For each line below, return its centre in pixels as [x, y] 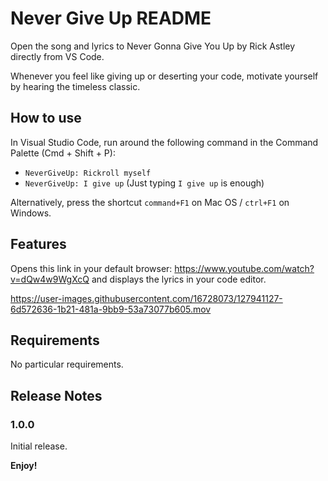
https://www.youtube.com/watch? [244, 268]
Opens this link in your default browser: [91, 268]
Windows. [31, 213]
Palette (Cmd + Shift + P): [63, 153]
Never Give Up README [111, 18]
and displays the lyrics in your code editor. [179, 279]
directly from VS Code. [57, 56]
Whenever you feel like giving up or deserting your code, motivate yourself [164, 76]
